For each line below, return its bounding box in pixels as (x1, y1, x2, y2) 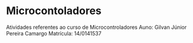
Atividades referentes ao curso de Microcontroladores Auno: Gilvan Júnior (6, 24, 187, 31)
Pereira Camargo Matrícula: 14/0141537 (6, 29, 102, 37)
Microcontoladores (6, 4, 102, 18)
